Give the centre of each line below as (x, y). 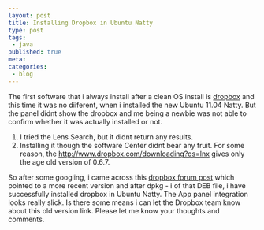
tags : (17, 37)
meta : (17, 60)
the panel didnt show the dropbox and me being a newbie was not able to (127, 113)
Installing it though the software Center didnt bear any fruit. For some (132, 145)
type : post (26, 30)
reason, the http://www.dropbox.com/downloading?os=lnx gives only (132, 154)
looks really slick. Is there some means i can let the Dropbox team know (125, 202)
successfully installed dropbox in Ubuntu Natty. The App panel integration (128, 194)
